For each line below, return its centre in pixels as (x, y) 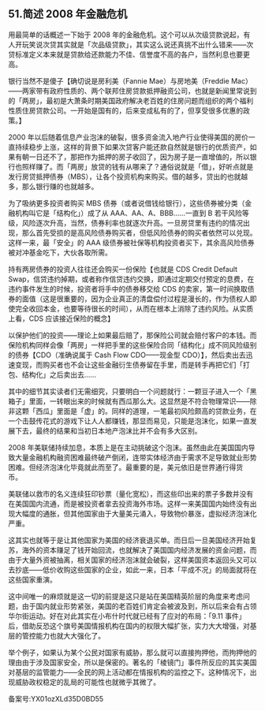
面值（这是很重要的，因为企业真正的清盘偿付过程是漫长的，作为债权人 (136, 299)
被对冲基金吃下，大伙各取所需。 (60, 252)
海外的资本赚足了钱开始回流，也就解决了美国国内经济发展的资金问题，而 (139, 549)
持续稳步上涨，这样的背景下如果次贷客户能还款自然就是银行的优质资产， (132, 147)
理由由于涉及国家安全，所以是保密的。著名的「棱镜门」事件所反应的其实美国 (132, 662)
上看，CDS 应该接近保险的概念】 (62, 318)
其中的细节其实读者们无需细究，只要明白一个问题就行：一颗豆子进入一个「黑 (132, 391)
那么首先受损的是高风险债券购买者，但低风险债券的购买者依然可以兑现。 (139, 233)
